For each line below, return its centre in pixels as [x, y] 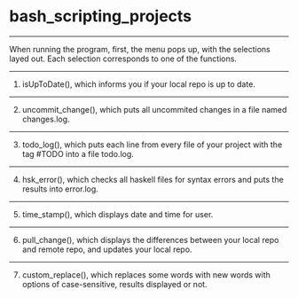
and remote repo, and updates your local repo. [107, 249]
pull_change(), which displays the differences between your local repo [150, 239]
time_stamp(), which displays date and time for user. [118, 214]
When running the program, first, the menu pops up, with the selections [140, 49]
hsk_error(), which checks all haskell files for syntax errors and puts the [153, 179]
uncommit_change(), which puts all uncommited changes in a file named [154, 109]
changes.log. [46, 119]
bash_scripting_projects [101, 16]
